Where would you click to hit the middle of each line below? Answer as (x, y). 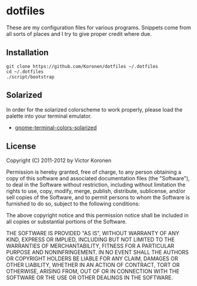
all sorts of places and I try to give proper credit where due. (79, 33)
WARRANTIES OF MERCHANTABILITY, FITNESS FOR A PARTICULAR (90, 246)
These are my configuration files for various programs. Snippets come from (99, 27)
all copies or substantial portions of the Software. (66, 222)
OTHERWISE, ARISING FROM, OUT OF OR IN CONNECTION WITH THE (93, 271)
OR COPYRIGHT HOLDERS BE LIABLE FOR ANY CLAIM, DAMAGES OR (92, 259)
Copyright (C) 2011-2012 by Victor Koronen (59, 161)
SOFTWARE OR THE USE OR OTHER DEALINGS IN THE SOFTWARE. (90, 278)
